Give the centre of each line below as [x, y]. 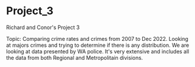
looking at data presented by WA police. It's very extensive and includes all [98, 51]
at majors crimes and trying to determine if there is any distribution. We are [98, 45]
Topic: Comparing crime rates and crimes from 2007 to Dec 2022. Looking [97, 39]
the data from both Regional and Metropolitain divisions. [75, 58]
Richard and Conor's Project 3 [43, 27]
